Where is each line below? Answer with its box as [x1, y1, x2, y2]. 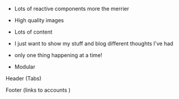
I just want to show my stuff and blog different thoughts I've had [14, 40, 174, 47]
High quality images [14, 17, 64, 23]
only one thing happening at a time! [14, 52, 103, 59]
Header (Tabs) [5, 75, 42, 82]
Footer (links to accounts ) [5, 86, 71, 94]
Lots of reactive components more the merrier [14, 5, 130, 12]
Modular [14, 63, 36, 70]
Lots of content [14, 28, 52, 35]
